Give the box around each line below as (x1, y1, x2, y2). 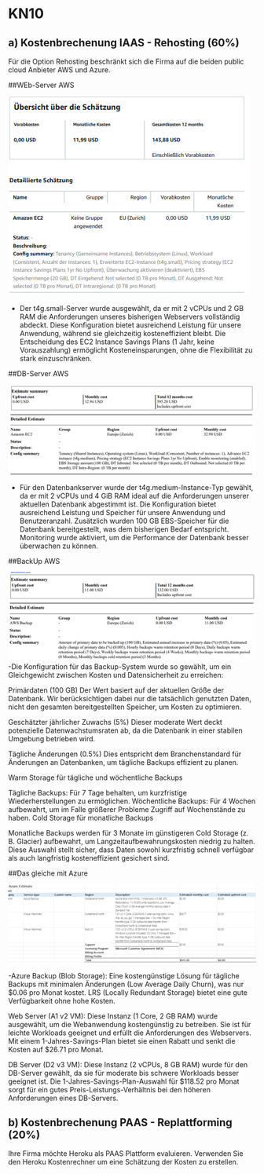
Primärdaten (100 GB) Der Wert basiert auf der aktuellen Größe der (8, 685, 224, 695)
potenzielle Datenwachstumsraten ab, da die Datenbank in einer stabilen (8, 726, 243, 735)
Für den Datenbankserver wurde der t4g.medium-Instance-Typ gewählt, (19, 483, 254, 492)
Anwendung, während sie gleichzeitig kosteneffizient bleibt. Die (19, 329, 226, 338)
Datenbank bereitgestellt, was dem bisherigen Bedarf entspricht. (19, 525, 229, 534)
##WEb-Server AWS (8, 80, 75, 90)
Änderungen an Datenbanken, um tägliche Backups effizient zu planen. (8, 757, 239, 766)
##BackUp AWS (8, 557, 60, 566)
